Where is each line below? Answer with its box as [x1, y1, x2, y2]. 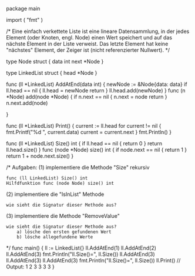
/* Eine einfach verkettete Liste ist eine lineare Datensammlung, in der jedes [6, 28, 190, 35]
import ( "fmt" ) [6, 16, 43, 23]
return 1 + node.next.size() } [6, 152, 74, 159]
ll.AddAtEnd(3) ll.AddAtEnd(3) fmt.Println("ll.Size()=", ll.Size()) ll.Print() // [6, 257, 181, 264]
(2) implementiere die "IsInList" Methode [6, 191, 105, 198]
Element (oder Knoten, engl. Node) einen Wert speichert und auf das [6, 34, 172, 41]
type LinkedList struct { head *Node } [6, 69, 97, 76]
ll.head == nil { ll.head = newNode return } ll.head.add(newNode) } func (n [6, 87, 186, 94]
